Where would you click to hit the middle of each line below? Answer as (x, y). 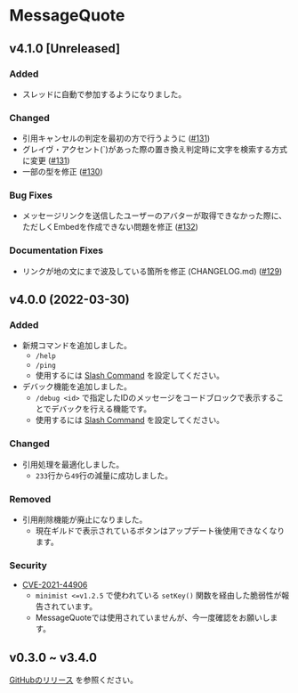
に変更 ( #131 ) (46, 160)
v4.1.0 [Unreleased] (65, 49)
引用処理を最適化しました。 (73, 464)
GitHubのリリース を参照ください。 (73, 680)
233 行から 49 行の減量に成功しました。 (104, 475)
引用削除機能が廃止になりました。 (85, 520)
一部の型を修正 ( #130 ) (62, 172)
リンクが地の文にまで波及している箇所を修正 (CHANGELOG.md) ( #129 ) (152, 271)
